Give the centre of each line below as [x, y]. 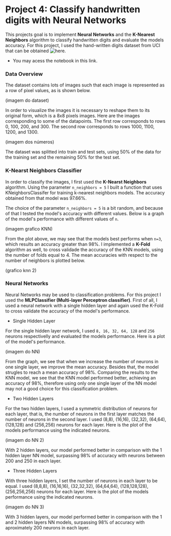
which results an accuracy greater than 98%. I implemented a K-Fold [78, 244]
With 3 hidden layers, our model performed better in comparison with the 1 [84, 517]
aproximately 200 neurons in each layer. [47, 527]
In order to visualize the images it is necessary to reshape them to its [78, 110]
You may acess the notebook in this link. [55, 60]
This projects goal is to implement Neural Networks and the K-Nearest [80, 34]
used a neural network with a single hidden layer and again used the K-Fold [84, 305]
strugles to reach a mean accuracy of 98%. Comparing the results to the [82, 372]
